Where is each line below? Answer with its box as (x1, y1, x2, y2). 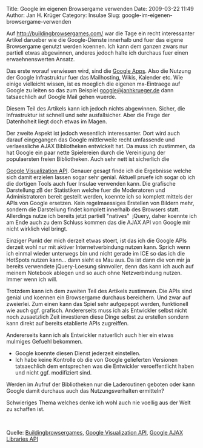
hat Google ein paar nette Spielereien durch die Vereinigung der (6, 149, 165, 156)
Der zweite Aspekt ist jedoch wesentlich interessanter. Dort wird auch (6, 130, 180, 137)
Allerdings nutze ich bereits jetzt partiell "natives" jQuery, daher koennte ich (6, 212, 197, 219)
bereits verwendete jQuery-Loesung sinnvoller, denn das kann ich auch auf (6, 263, 194, 270)
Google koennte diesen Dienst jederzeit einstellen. (15, 350, 141, 357)
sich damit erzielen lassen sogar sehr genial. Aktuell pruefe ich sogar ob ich (6, 174, 196, 181)
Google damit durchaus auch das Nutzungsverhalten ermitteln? (6, 387, 165, 394)
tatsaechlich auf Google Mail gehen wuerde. (6, 93, 117, 100)
